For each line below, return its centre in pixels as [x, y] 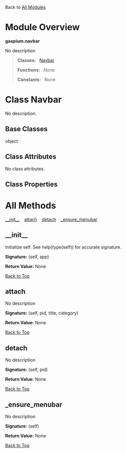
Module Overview [43, 27]
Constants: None [36, 80]
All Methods [31, 206]
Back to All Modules [26, 7]
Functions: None [36, 70]
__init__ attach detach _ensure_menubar [51, 219]
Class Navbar [33, 100]
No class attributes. [25, 169]
